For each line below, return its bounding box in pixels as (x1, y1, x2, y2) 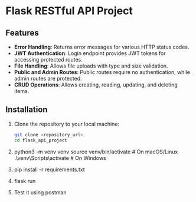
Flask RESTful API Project (5, 4, 133, 18)
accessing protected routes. (14, 56, 83, 63)
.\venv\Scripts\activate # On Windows (14, 154, 107, 161)
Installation (5, 105, 48, 115)
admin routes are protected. (14, 75, 82, 82)
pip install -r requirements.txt (14, 166, 85, 173)
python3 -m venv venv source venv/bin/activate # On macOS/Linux (14, 148, 178, 155)
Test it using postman (14, 188, 67, 196)
